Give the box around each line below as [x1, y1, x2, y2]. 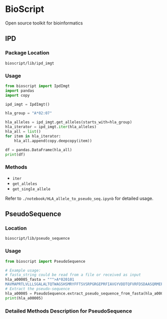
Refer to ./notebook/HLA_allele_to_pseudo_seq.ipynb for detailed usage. [5, 195, 154, 201]
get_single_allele [12, 186, 51, 191]
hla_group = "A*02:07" [5, 111, 52, 116]
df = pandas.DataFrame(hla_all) [5, 147, 72, 153]
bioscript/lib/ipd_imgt [5, 61, 55, 66]
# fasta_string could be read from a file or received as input [5, 273, 141, 278]
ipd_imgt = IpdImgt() [5, 102, 50, 107]
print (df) [5, 152, 26, 157]
